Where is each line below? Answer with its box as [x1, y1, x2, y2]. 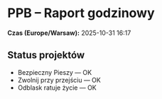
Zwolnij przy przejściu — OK [17, 75, 101, 84]
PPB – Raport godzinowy [7, 5, 155, 21]
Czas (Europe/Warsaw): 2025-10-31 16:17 [7, 28, 131, 37]
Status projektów [7, 49, 85, 61]
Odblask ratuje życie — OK [17, 83, 97, 92]
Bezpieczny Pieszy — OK [17, 68, 92, 76]
